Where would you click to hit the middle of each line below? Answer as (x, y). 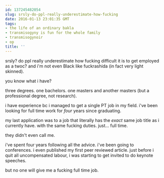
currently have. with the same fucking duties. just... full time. (66, 125)
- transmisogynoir (24, 38)
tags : (11, 24)
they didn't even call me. (30, 135)
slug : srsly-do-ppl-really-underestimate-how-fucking (62, 14)
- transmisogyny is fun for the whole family (53, 33)
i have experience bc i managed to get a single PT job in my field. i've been (82, 105)
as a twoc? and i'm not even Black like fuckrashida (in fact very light (74, 66)
